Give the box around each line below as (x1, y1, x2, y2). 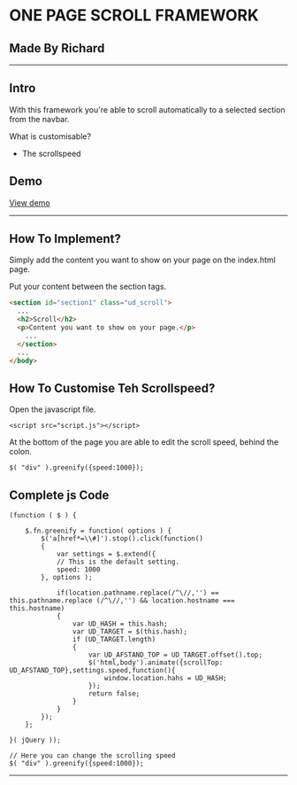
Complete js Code (9, 487, 110, 502)
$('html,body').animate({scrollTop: (88, 658, 224, 667)
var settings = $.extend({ (56, 550, 156, 559)
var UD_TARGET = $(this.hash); (72, 627, 188, 636)
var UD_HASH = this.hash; (72, 619, 168, 629)
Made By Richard (9, 41, 105, 56)
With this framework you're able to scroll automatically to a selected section (9, 104, 286, 115)
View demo (9, 197, 50, 208)
